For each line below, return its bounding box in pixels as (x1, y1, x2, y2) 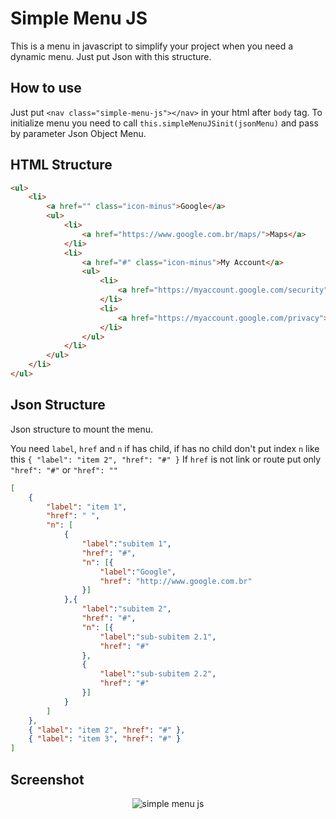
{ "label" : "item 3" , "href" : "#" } (28, 734, 182, 744)
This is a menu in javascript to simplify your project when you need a (10, 40, 294, 52)
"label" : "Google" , (99, 567, 177, 577)
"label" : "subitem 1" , (81, 539, 172, 549)
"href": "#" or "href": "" (10, 463, 118, 476)
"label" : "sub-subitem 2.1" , (99, 632, 217, 642)
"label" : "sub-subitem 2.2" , (99, 669, 217, 679)
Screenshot (10, 771, 85, 788)
